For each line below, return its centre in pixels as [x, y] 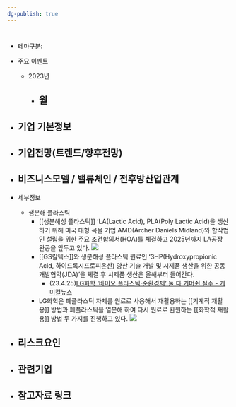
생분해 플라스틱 [49, 212]
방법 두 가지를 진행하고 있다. [89, 318]
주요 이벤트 [33, 61]
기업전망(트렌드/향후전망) [70, 153]
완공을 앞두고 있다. [64, 247]
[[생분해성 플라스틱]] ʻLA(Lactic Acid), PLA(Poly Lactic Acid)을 [127, 221]
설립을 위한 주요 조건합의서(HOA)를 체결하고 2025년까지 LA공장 [135, 239]
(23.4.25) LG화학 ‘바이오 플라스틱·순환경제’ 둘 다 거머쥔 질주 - [134, 283]
